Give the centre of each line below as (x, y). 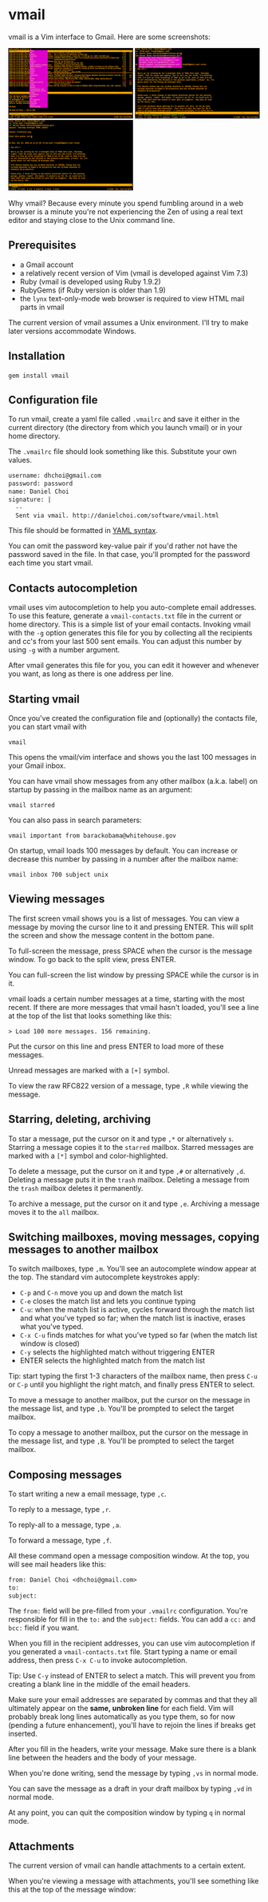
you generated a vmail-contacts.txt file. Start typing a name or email (123, 1652)
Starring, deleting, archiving (80, 1119)
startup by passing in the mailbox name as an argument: (100, 790)
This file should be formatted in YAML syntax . (83, 531)
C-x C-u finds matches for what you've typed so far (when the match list (138, 1335)
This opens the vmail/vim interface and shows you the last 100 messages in (132, 757)
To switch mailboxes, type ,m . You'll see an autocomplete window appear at (132, 1269)
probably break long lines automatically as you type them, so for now (122, 1717)
